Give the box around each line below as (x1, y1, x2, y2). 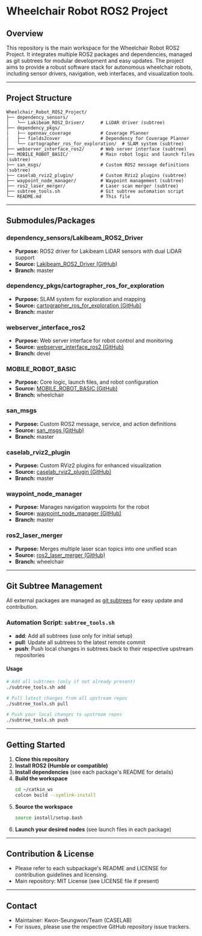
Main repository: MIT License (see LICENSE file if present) (14, 877, 159, 885)
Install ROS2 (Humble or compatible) (14, 762, 108, 769)
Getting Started (6, 739, 66, 750)
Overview (6, 28, 44, 39)
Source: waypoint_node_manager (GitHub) (14, 510, 122, 517)
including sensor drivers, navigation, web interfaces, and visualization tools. (6, 70, 194, 77)
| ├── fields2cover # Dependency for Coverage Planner (6, 135, 189, 141)
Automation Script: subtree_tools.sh (6, 619, 115, 627)
